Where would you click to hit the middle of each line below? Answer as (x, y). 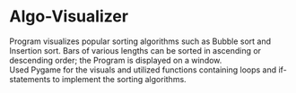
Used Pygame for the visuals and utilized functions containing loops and (143, 70)
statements (30, 79)
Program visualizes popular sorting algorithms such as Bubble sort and (140, 41)
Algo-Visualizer (69, 17)
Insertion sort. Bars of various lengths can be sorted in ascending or (135, 50)
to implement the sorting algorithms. (119, 79)
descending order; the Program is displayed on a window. (116, 60)
